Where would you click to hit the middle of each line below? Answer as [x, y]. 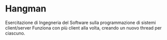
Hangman [26, 9]
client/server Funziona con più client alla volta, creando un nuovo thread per [83, 27]
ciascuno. [15, 33]
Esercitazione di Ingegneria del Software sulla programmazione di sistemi [81, 22]
